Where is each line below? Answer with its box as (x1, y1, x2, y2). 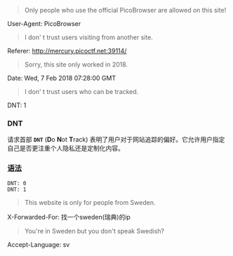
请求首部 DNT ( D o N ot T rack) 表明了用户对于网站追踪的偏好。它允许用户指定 (7, 135, 225, 144)
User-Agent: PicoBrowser (7, 20, 81, 27)
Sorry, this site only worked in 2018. (24, 60, 128, 69)
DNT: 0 (7, 180, 27, 187)
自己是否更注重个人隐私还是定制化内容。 (7, 144, 124, 153)
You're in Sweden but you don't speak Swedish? (24, 227, 165, 235)
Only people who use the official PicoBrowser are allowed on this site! (24, 6, 227, 14)
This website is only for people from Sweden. (24, 198, 156, 206)
